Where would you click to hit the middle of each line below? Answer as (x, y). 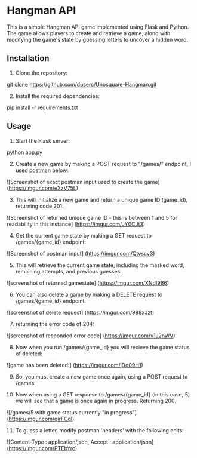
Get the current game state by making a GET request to (83, 235)
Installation (28, 58)
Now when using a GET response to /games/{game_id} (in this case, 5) (103, 394)
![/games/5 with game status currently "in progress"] (72, 412)
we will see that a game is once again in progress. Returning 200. (96, 401)
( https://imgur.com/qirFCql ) (41, 419)
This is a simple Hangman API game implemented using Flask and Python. (98, 27)
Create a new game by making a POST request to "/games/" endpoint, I (103, 164)
